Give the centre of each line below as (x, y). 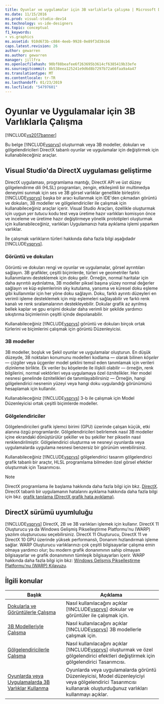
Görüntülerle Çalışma (32, 612)
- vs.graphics (20, 37)
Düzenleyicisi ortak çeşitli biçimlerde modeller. (52, 403)
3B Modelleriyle (26, 626)
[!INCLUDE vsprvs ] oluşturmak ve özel (109, 650)
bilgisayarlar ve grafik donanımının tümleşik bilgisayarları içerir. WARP (75, 555)
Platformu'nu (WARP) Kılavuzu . (36, 565)
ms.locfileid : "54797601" (31, 87)
